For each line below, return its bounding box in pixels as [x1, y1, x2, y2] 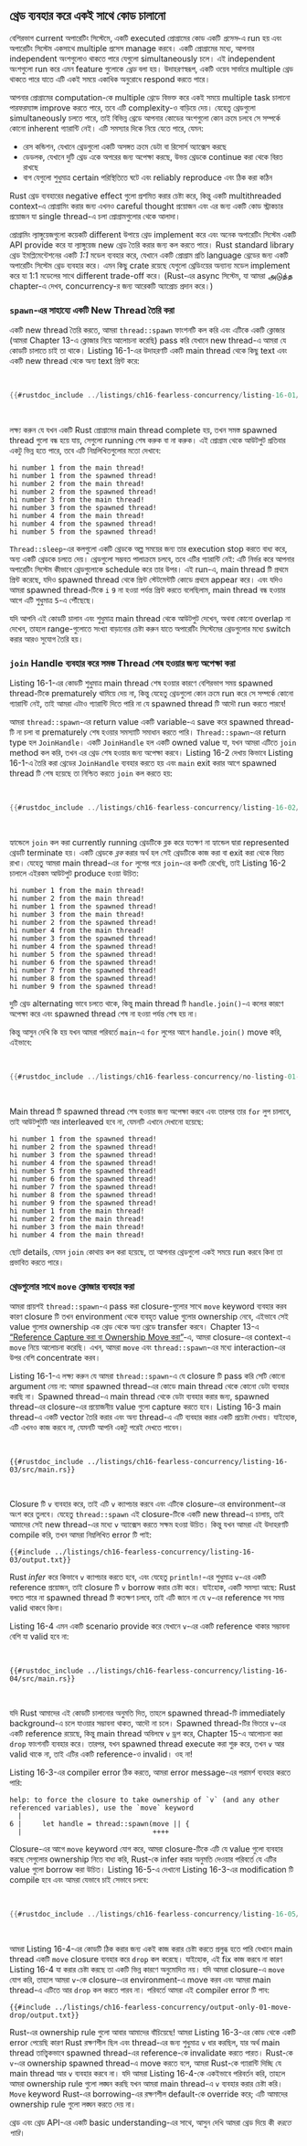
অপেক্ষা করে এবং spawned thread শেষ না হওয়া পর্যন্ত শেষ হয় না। [9, 1008, 199, 1019]
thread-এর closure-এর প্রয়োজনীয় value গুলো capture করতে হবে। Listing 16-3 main [9, 1401, 281, 1412]
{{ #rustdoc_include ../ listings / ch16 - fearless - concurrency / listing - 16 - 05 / [9, 1910, 301, 1919]
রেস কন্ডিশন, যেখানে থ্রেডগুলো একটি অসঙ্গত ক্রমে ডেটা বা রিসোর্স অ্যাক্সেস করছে [22, 141, 227, 152]
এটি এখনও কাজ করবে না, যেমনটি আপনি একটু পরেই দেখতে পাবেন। [9, 1422, 185, 1433]
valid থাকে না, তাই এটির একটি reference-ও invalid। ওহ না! [9, 1748, 194, 1759]
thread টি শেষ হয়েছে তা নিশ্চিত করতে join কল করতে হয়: [9, 768, 174, 779]
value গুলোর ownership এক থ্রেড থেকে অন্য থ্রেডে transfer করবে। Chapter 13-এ [9, 1322, 259, 1333]
